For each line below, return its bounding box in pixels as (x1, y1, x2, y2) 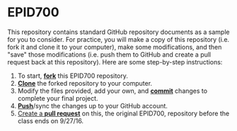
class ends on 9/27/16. (17, 116, 83, 125)
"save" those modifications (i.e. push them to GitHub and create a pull (7, 50, 212, 59)
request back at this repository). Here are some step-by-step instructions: (7, 57, 223, 66)
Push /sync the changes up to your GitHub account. (17, 101, 168, 110)
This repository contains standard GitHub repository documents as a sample (7, 28, 230, 36)
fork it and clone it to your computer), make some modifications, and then (7, 42, 222, 51)
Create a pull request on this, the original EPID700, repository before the (17, 109, 230, 118)
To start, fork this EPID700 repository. (17, 72, 129, 80)
